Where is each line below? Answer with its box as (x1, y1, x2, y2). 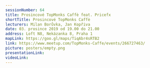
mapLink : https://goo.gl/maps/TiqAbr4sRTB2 (5, 36, 100, 41)
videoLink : (5, 55, 29, 60)
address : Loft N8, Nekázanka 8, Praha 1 (5, 31, 93, 36)
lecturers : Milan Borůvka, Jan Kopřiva (5, 21, 91, 27)
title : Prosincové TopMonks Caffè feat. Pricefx (5, 12, 111, 17)
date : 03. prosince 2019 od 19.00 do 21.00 (5, 27, 100, 32)
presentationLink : (5, 50, 45, 55)
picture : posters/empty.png (5, 46, 66, 51)
